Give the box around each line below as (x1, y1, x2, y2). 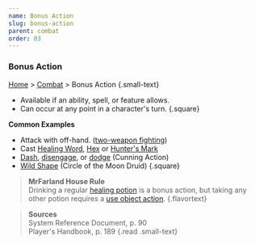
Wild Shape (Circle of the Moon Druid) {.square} (19, 161, 180, 170)
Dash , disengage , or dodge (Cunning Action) (19, 152, 169, 162)
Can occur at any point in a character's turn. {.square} (19, 103, 200, 113)
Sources (27, 209, 58, 219)
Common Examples (8, 119, 75, 129)
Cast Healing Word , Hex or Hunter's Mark (19, 143, 159, 154)
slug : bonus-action (8, 19, 74, 27)
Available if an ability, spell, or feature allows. (19, 95, 170, 105)
